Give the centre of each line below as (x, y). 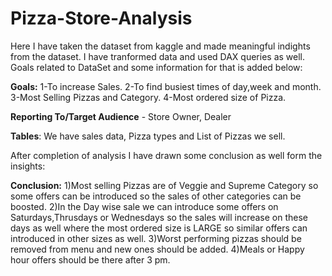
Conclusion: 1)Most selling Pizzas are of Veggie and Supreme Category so (164, 185)
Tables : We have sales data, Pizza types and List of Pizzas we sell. (148, 136)
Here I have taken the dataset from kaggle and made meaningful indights (160, 46)
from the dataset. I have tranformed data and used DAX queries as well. (158, 56)
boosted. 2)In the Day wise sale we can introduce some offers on (144, 206)
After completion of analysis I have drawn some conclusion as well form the (166, 155)
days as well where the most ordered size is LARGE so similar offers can (159, 228)
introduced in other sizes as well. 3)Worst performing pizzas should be (156, 238)
